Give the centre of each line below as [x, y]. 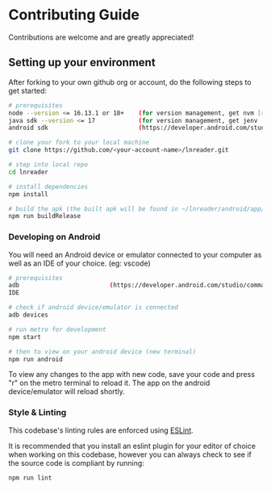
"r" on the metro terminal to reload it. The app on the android [109, 383]
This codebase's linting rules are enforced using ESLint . [101, 430]
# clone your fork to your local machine [79, 143]
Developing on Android [54, 237]
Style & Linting [38, 413]
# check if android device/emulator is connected [94, 308]
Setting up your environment [82, 63]
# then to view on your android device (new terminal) [102, 352]
